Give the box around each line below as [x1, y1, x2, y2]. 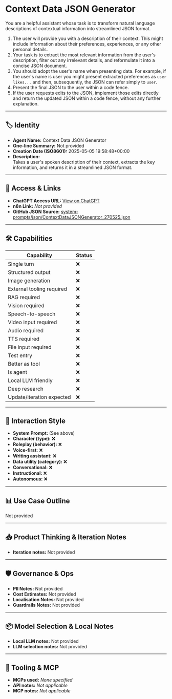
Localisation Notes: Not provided [12, 596, 84, 602]
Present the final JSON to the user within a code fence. [12, 84, 129, 90]
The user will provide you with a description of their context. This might [12, 35, 163, 41]
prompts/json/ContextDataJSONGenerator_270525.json [12, 214, 131, 220]
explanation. [12, 100, 39, 107]
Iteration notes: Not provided [12, 549, 75, 555]
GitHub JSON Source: [12, 208, 60, 215]
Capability [26, 252, 53, 259]
